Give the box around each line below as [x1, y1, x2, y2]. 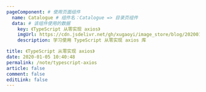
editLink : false [6, 77, 48, 83]
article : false [6, 65, 45, 71]
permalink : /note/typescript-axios [6, 59, 97, 66]
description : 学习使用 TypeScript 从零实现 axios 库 [17, 37, 147, 43]
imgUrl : [17, 32, 37, 38]
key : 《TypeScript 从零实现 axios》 [17, 26, 101, 32]
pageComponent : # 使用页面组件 [6, 9, 81, 15]
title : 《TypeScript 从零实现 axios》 [6, 48, 95, 55]
